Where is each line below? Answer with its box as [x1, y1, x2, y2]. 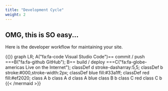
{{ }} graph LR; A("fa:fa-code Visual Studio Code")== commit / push [5, 54, 145, 60]
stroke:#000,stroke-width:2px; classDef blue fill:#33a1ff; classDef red [5, 70, 149, 76]
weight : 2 [5, 12, 26, 17]
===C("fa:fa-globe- [106, 59, 147, 65]
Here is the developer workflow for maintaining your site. [5, 44, 123, 50]
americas [5, 64, 25, 70]
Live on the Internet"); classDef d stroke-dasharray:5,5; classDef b [25, 64, 163, 70]
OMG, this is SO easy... [5, 31, 79, 39]
